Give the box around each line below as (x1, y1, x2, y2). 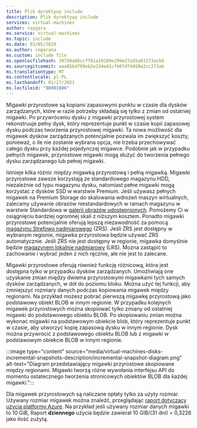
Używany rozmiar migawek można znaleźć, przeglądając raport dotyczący (6, 396, 187, 403)
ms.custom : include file (6, 52, 67, 58)
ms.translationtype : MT (6, 69, 65, 75)
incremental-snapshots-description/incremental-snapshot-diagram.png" (6, 354, 182, 361)
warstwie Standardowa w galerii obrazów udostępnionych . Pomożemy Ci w (6, 206, 189, 213)
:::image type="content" (6, 347, 65, 355)
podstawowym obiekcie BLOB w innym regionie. (6, 336, 123, 343)
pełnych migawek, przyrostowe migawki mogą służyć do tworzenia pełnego (6, 151, 190, 158)
